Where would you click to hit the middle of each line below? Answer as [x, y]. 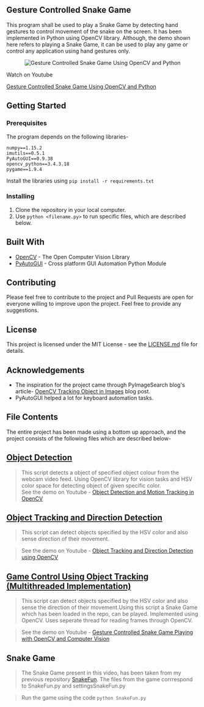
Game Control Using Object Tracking [77, 576]
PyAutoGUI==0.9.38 [30, 159]
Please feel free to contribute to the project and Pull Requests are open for [100, 297]
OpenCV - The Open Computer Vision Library [72, 257]
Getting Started [36, 106]
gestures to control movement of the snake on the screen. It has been [94, 31]
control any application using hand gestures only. [68, 51]
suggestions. [23, 310]
